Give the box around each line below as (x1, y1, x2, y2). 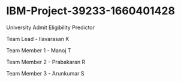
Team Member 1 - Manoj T (6, 46, 71, 54)
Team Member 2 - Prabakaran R (6, 58, 86, 65)
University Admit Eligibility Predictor (6, 24, 95, 31)
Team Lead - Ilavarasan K (6, 35, 70, 42)
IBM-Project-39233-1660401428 (6, 4, 176, 18)
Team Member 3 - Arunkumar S (6, 70, 85, 77)
